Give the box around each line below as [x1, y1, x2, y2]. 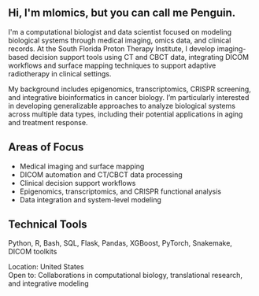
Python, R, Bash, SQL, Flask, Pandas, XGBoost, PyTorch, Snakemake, [8, 239, 232, 248]
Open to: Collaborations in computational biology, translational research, [8, 271, 242, 280]
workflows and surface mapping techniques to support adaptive [8, 61, 216, 70]
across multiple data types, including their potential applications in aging [8, 109, 243, 119]
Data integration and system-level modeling [19, 194, 161, 204]
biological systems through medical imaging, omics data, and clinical [8, 35, 231, 45]
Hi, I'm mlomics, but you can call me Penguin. [8, 6, 236, 20]
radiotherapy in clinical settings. [8, 68, 112, 78]
